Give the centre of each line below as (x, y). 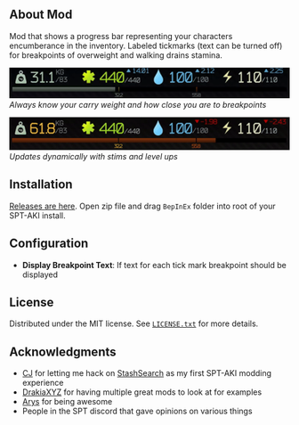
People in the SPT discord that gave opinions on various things (137, 411)
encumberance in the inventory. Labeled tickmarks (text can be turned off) (146, 45)
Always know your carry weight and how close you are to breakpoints (138, 105)
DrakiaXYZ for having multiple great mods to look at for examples (142, 392)
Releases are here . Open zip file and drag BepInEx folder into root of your (142, 206)
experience (43, 383)
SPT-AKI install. (38, 215)
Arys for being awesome (67, 402)
